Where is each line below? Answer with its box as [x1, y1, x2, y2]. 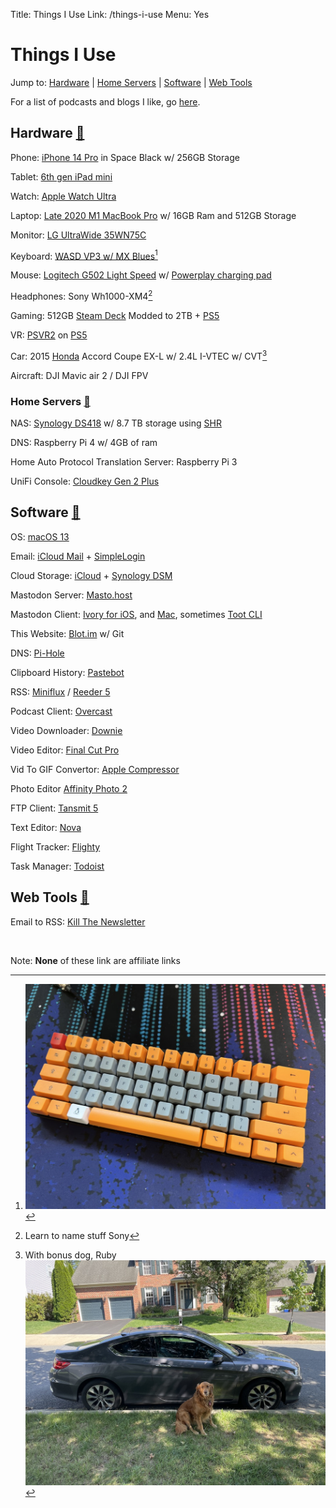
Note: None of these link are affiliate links [10, 954, 181, 966]
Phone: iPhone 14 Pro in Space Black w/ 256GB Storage [10, 151, 240, 163]
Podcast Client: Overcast [10, 705, 113, 717]
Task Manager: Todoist [10, 860, 105, 872]
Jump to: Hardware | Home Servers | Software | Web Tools [10, 76, 253, 88]
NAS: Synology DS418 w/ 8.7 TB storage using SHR [10, 417, 222, 429]
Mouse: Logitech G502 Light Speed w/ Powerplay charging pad [10, 269, 272, 281]
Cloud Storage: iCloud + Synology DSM [10, 569, 173, 581]
